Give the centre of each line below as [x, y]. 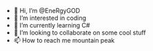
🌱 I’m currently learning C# [52, 25]
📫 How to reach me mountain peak [64, 40]
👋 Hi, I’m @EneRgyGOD [47, 11]
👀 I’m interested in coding [50, 18]
